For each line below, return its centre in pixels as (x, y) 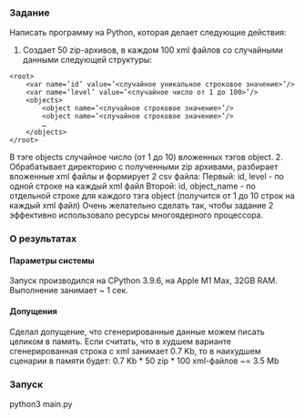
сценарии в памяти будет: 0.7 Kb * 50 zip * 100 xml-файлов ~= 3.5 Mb (144, 361)
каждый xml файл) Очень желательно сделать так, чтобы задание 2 (142, 206)
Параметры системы (52, 260)
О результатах (43, 239)
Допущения (33, 311)
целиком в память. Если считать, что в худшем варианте (121, 341)
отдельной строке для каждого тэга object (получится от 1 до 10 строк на (152, 196)
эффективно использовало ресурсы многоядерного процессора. (137, 215)
